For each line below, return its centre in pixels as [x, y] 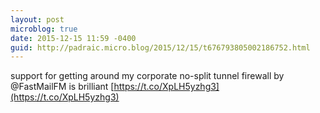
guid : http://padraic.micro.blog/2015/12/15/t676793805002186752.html [160, 47]
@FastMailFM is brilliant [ [62, 87]
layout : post [37, 19]
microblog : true [44, 29]
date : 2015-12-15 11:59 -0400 [73, 38]
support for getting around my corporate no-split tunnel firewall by [147, 76]
